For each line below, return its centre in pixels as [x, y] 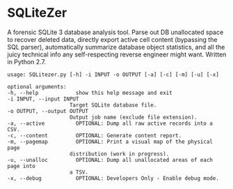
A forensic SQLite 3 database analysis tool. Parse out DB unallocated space [115, 32]
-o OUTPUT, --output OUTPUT [48, 111]
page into [22, 166]
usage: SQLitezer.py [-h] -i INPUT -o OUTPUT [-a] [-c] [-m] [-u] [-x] [113, 75]
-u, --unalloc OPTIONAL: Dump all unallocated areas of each [110, 160]
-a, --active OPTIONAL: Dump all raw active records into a [110, 123]
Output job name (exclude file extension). [133, 117]
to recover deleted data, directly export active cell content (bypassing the [112, 39]
